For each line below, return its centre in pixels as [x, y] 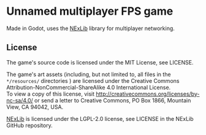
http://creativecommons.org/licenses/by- [148, 94]
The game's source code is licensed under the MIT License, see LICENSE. [100, 62]
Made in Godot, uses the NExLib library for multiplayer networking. [90, 28]
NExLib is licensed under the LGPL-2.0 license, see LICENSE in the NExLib [100, 118]
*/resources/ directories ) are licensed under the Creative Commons [93, 80]
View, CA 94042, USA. [35, 107]
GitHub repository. [30, 125]
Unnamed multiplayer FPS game [90, 11]
